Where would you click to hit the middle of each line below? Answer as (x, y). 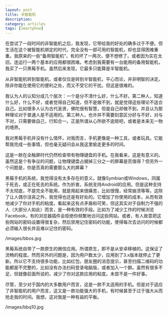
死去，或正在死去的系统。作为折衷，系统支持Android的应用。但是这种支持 (85, 185)
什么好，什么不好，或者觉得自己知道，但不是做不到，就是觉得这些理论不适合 (84, 102)
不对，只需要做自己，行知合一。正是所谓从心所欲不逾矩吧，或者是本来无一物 (84, 121)
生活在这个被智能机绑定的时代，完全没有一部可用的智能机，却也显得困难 (79, 50)
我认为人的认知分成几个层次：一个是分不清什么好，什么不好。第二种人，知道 (84, 96)
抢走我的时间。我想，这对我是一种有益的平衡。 (53, 297)
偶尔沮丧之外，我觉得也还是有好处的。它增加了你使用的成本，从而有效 (90, 197)
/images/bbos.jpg (23, 238)
